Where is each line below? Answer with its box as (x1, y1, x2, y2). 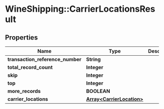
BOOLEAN (86, 88, 110, 94)
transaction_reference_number (7, 56, 82, 63)
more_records (7, 88, 41, 94)
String (86, 56, 101, 63)
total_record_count (7, 64, 53, 70)
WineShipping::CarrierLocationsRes (5, 3, 155, 15)
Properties (5, 33, 38, 42)
